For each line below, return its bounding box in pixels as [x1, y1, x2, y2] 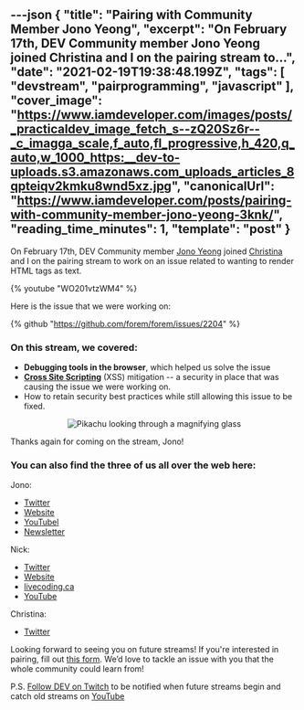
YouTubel [23, 516, 59, 528]
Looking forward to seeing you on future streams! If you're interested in [10, 644, 279, 655]
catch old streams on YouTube [10, 691, 125, 702]
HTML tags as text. [10, 265, 82, 276]
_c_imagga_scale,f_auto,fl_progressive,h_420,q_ [10, 136, 296, 152]
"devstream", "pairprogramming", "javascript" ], [10, 79, 295, 94]
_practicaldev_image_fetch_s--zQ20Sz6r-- [10, 122, 261, 137]
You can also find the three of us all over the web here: [10, 459, 257, 472]
